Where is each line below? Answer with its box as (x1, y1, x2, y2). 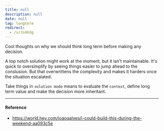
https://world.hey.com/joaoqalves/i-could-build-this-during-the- (12, 115, 142, 121)
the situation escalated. (5, 74, 52, 79)
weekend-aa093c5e (12, 121, 53, 127)
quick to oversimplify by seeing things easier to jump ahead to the (5, 63, 138, 69)
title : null (5, 7, 29, 12)
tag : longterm (5, 21, 34, 26)
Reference (5, 104, 27, 110)
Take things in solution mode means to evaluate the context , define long (5, 83, 150, 89)
